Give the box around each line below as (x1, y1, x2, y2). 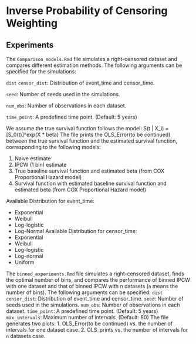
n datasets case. (6, 333, 46, 339)
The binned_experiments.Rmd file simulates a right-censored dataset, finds (6, 270, 185, 277)
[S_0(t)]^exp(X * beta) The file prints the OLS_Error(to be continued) (6, 131, 171, 138)
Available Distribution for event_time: (6, 198, 95, 204)
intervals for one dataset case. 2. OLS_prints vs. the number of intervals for (6, 326, 188, 333)
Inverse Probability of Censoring (6, 4, 168, 18)
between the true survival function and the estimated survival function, (6, 137, 178, 144)
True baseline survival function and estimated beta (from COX (14, 167, 165, 174)
